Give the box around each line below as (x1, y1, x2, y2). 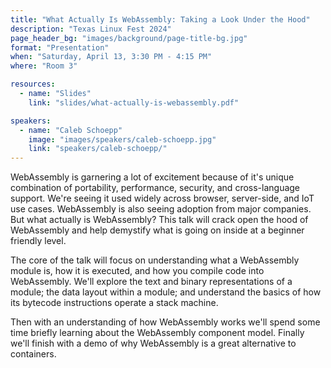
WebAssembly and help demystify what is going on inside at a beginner (10, 224, 305, 236)
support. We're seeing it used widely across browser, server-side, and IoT (10, 192, 315, 205)
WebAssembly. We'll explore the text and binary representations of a (10, 276, 293, 288)
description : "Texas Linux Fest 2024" (10, 24, 172, 34)
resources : (10, 79, 56, 90)
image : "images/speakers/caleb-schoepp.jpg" (28, 134, 217, 145)
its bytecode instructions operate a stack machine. (10, 297, 219, 309)
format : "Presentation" (10, 42, 110, 53)
